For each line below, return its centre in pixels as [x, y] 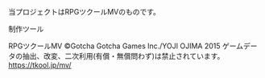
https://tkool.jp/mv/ [40, 65]
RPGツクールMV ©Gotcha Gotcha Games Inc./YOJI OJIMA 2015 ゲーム [126, 46]
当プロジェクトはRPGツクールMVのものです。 [85, 12]
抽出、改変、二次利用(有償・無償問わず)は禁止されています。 [123, 56]
